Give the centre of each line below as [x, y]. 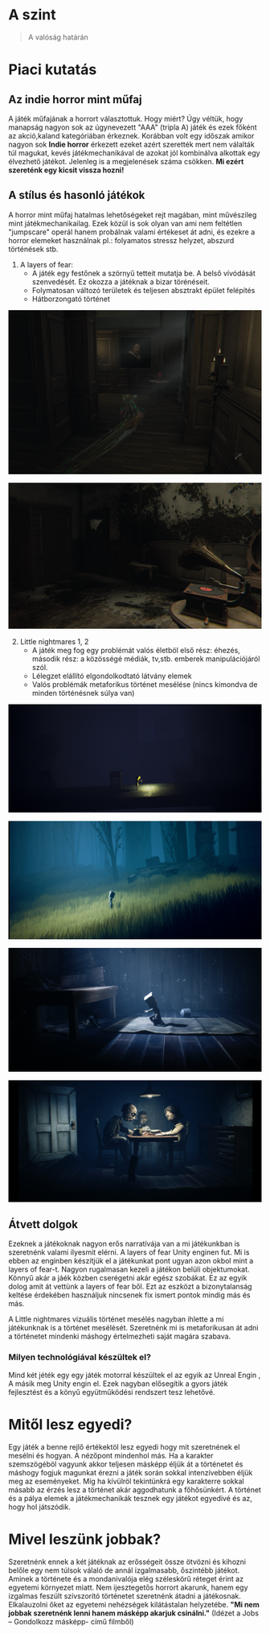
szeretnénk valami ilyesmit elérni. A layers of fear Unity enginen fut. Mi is [129, 1252]
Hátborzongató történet [71, 299]
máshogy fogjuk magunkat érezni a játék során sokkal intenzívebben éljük [131, 1472]
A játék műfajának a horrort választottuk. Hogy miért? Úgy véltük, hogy [126, 118]
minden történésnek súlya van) [83, 693]
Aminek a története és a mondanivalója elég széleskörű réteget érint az [126, 1578]
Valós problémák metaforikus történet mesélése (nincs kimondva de [145, 684]
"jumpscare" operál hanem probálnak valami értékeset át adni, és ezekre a [132, 232]
